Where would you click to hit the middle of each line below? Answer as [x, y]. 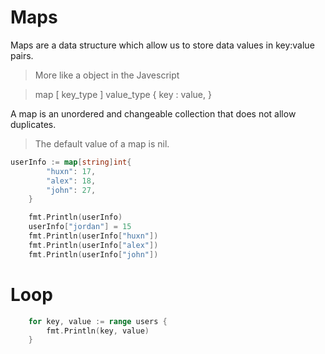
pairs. [22, 55]
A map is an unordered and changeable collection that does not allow [153, 113]
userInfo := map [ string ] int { [71, 162]
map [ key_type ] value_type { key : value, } [123, 94]
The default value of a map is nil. [102, 143]
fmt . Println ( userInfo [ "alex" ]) [93, 245]
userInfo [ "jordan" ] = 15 [80, 227]
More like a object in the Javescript [107, 75]
